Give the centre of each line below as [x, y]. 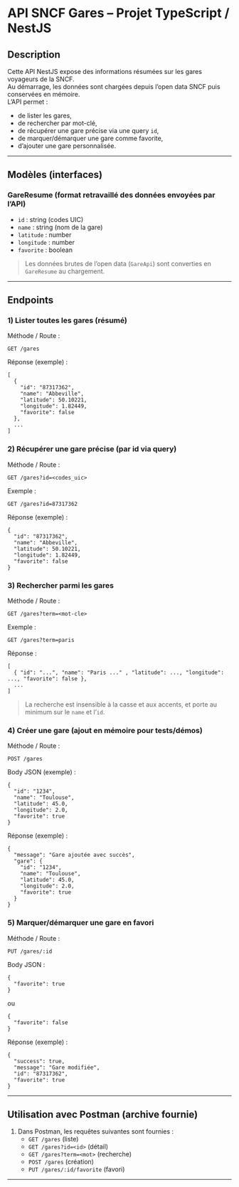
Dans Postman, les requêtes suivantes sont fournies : [96, 1131]
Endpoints [31, 300]
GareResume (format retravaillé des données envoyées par [111, 195]
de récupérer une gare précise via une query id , [88, 131]
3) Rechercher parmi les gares [61, 585]
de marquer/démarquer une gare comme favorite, [90, 138]
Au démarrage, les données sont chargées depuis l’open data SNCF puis [114, 86]
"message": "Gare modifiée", [57, 1067]
